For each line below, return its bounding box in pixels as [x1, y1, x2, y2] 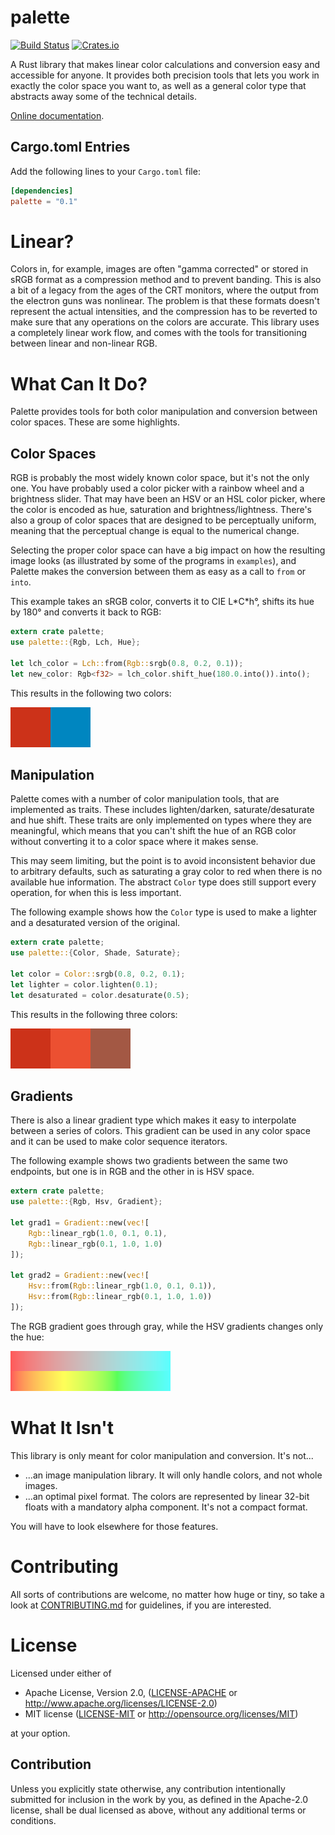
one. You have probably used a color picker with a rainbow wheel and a [10, 482, 305, 495]
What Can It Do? [10, 372, 148, 395]
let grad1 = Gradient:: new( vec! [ [10, 1218, 150, 1228]
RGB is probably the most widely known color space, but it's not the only [10, 472, 310, 484]
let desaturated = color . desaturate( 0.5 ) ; [10, 990, 190, 1000]
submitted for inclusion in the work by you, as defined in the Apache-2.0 [10, 1793, 308, 1805]
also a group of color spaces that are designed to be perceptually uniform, [10, 514, 317, 526]
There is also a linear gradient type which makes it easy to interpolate [10, 1114, 297, 1126]
